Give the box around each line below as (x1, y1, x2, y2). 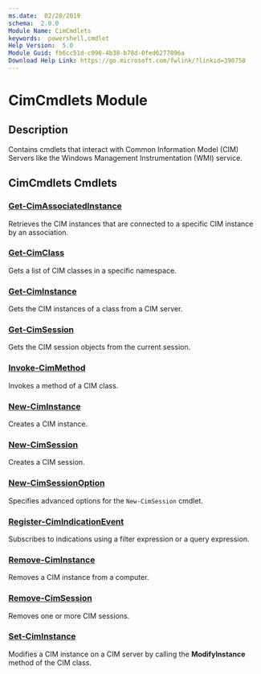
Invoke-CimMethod (8, 363, 86, 374)
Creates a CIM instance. (8, 419, 88, 429)
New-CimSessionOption (8, 478, 106, 489)
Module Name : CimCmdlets (8, 27, 92, 35)
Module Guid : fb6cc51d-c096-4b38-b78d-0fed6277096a (8, 49, 185, 57)
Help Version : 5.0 (8, 42, 74, 50)
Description (8, 123, 68, 137)
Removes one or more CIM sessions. (8, 610, 130, 620)
